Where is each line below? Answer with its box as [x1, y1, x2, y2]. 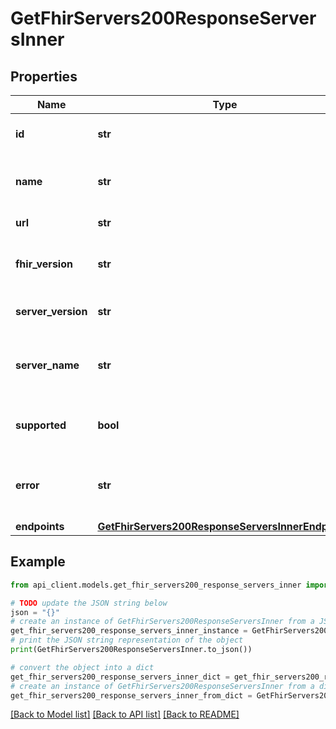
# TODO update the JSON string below [10, 598, 168, 608]
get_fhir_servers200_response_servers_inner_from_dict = [10, 690, 253, 701]
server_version [15, 305, 88, 318]
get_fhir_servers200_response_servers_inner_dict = [10, 672, 230, 682]
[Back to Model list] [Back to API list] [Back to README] [10, 708, 240, 721]
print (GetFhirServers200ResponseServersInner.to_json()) [10, 645, 253, 655]
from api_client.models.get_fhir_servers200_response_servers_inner [10, 580, 302, 590]
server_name [15, 358, 80, 372]
